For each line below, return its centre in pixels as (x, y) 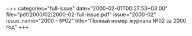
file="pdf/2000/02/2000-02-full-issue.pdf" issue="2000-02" (81, 15)
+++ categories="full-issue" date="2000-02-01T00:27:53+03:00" (87, 8)
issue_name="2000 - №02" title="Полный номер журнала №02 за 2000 (96, 21)
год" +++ (17, 27)
